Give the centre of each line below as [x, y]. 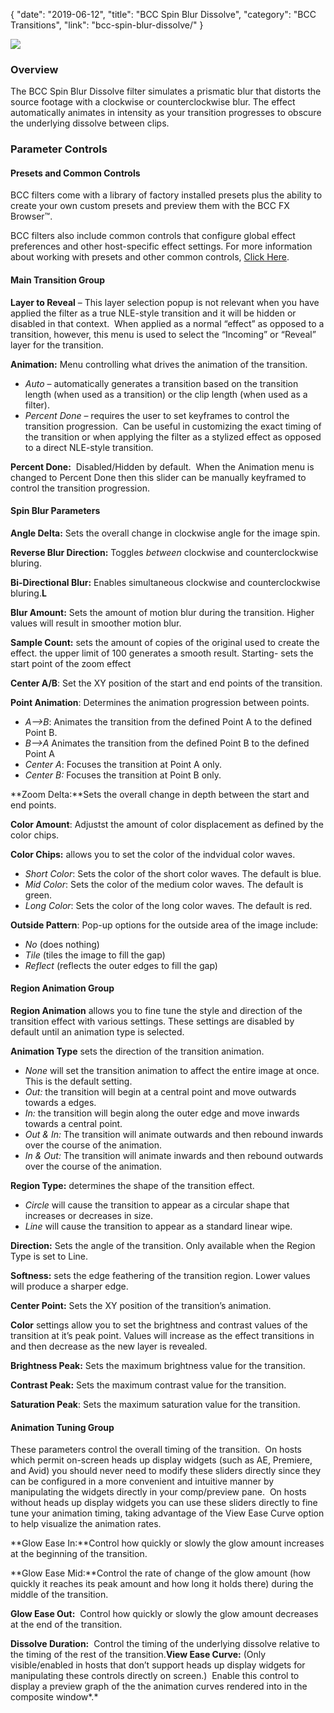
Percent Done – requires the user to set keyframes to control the [157, 415]
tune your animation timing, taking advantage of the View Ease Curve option [167, 1513]
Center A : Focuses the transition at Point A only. [123, 764]
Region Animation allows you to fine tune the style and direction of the [156, 1011]
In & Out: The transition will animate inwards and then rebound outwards [174, 1156]
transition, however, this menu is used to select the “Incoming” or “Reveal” [163, 334]
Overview [34, 69]
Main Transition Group [58, 280]
